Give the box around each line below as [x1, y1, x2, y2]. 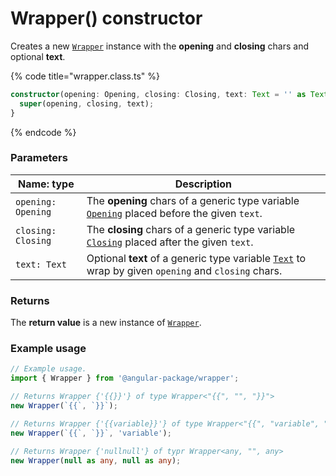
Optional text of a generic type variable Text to [86, 251, 307, 265]
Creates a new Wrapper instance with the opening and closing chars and [10, 40, 309, 52]
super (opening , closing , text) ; [19, 98, 155, 109]
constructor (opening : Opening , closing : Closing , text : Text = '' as [10, 89, 307, 99]
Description [174, 177, 233, 191]
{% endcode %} [10, 126, 77, 138]
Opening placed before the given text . [86, 206, 263, 220]
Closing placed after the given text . [86, 235, 254, 249]
